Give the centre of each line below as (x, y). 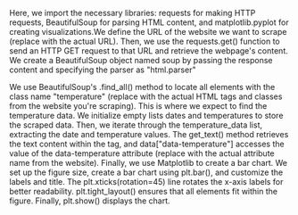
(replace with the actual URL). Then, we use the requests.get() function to (145, 41)
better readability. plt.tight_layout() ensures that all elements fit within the (144, 191)
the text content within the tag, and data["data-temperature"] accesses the (147, 144)
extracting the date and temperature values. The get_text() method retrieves (149, 134)
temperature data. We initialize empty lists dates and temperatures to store (146, 116)
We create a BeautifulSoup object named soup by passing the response (141, 60)
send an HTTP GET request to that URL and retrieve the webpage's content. (149, 51)
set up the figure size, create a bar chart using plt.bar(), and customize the (146, 172)
